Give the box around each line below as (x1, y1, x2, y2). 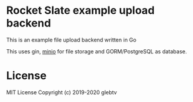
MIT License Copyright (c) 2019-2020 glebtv (6, 88, 118, 96)
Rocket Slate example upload (6, 4, 155, 17)
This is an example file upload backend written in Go (6, 36, 137, 43)
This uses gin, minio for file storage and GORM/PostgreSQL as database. (6, 47, 187, 55)
